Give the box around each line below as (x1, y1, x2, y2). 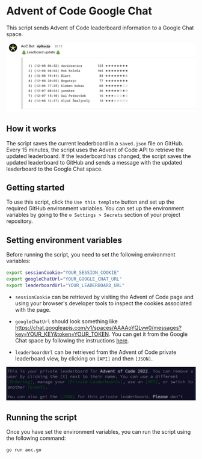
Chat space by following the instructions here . (14, 336, 129, 344)
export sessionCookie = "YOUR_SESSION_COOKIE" (6, 270, 120, 276)
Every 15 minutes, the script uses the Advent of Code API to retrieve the (6, 146, 184, 153)
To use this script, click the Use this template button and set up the (6, 198, 174, 205)
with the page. (14, 306, 51, 313)
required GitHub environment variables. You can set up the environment (6, 205, 185, 212)
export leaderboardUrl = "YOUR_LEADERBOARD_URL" (6, 282, 125, 288)
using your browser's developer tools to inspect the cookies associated (14, 299, 192, 307)
